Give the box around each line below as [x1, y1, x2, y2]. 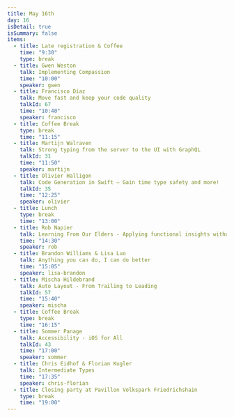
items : [7, 36, 26, 43]
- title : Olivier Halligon [13, 172, 92, 179]
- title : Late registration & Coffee [13, 43, 123, 50]
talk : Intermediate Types [19, 367, 95, 374]
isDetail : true [7, 23, 52, 30]
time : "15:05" [19, 263, 61, 270]
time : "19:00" [19, 399, 61, 407]
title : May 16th [7, 10, 54, 17]
